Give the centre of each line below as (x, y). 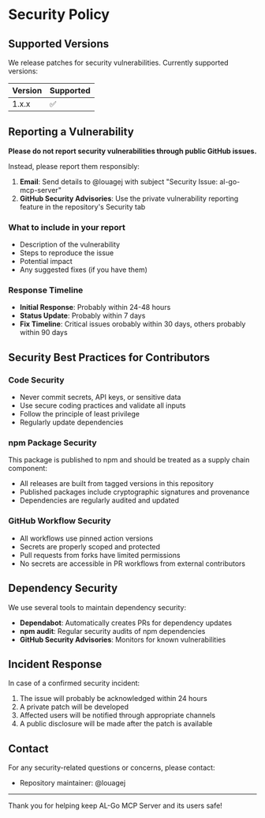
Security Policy (59, 15)
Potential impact (46, 262)
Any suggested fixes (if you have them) (84, 270)
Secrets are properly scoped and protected (90, 546)
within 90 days (44, 333)
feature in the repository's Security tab (82, 206)
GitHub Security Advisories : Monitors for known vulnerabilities (123, 639)
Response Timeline (46, 290)
